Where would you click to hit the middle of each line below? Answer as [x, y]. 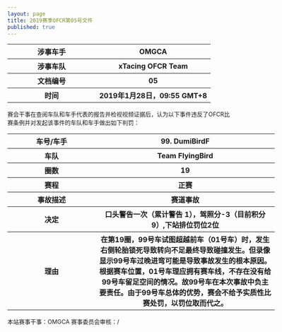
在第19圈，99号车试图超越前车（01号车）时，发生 [185, 239]
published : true [31, 27]
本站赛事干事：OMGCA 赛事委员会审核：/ [63, 322]
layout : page [27, 14]
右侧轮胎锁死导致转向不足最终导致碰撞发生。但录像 [185, 250]
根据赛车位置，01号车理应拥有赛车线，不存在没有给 [185, 271]
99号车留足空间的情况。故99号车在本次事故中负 [182, 282]
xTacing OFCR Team [153, 66]
